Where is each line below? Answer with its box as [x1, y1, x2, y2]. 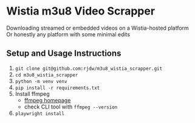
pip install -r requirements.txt [15, 85, 100, 91]
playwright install [15, 110, 65, 116]
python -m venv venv [15, 78, 67, 84]
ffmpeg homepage [24, 96, 71, 104]
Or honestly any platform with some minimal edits [6, 30, 131, 38]
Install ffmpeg [15, 90, 50, 98]
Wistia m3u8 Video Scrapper [6, 4, 156, 18]
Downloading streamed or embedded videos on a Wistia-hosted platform [6, 24, 190, 32]
